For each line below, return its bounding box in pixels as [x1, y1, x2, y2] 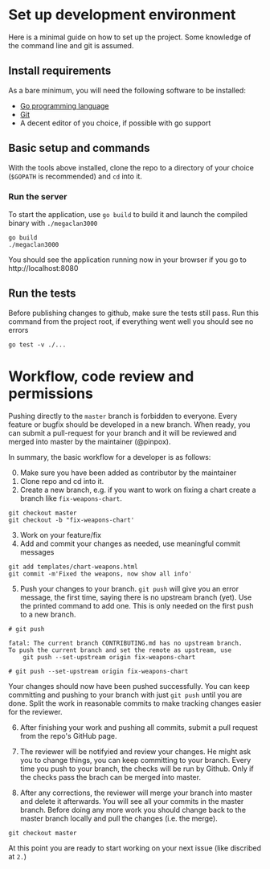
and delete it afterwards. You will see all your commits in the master [19, 796, 244, 805]
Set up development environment [8, 6, 236, 24]
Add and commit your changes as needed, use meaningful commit [19, 539, 241, 548]
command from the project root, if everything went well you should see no [8, 316, 254, 326]
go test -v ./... [8, 340, 67, 349]
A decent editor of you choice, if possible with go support [19, 118, 211, 128]
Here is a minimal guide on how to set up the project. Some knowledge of [8, 32, 252, 42]
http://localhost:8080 [8, 263, 79, 273]
